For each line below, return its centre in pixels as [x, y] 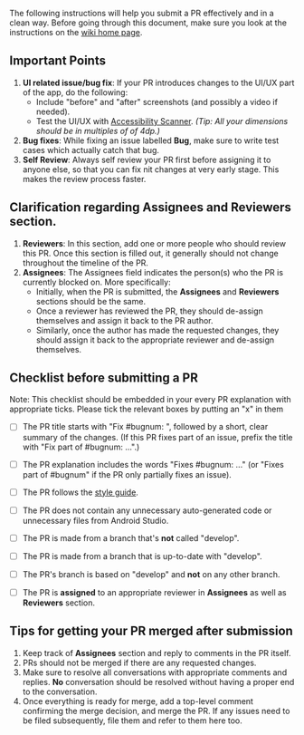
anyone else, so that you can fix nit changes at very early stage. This [151, 169]
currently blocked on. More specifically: [96, 282]
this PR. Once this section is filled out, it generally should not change [150, 253]
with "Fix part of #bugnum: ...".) [81, 447]
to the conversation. [60, 691]
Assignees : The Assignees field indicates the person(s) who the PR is [152, 272]
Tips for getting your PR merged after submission [152, 631]
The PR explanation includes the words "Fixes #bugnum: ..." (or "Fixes [153, 464]
